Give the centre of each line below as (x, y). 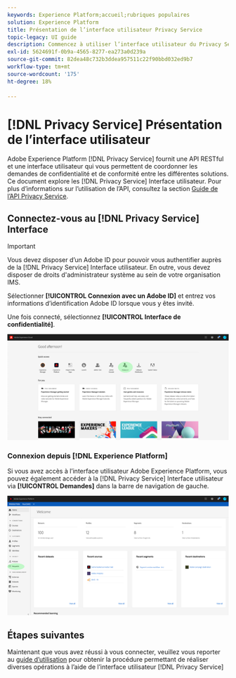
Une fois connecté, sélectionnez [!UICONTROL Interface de (94, 317)
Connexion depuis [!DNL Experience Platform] (87, 455)
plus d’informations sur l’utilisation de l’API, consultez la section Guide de (113, 189)
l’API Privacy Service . (38, 196)
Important (21, 247)
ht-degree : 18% (29, 82)
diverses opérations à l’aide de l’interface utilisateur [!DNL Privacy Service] (116, 667)
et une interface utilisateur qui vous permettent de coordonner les (103, 167)
